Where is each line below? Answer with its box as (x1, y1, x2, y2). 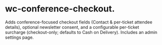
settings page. (5, 34, 34, 40)
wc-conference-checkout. (5, 3, 115, 14)
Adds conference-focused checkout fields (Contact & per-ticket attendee (5, 19, 153, 25)
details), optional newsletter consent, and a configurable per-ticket (5, 24, 140, 30)
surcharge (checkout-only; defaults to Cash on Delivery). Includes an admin (5, 29, 158, 35)
